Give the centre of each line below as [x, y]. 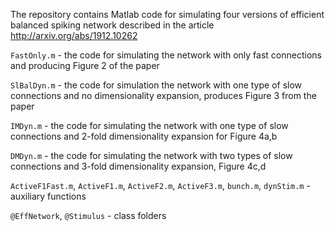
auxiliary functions [48, 196]
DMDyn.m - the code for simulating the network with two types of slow [151, 155]
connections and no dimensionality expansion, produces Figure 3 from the [163, 95]
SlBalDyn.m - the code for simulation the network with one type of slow [156, 85]
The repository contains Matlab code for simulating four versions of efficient [167, 14]
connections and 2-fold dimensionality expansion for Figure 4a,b [144, 136]
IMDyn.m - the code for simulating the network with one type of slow [149, 125]
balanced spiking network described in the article [112, 25]
